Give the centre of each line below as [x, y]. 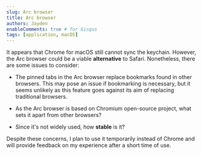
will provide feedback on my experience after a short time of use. [89, 145]
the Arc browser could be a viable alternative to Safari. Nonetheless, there [101, 59]
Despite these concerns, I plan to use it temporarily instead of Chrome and [101, 139]
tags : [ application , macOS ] [42, 35]
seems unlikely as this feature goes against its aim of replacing [95, 90]
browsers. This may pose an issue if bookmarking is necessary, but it [103, 84]
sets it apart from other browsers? [58, 115]
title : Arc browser [31, 18]
